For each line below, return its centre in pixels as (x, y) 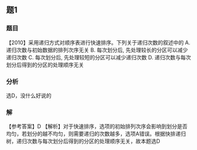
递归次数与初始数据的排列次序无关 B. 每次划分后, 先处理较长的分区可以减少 (97, 50)
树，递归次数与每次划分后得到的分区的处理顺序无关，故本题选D (83, 141)
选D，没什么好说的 (29, 95)
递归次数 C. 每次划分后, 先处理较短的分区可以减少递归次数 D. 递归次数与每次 (98, 57)
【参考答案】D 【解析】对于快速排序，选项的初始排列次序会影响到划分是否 (97, 126)
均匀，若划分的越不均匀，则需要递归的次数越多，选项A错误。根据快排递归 (96, 134)
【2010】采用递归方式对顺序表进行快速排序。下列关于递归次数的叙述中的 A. (98, 42)
